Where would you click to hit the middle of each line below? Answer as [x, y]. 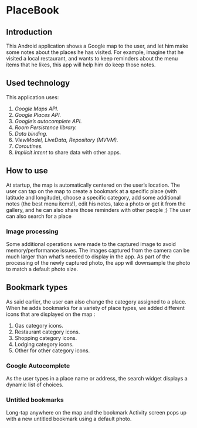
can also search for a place [39, 216]
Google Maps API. [36, 109]
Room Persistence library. [46, 127]
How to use [27, 171]
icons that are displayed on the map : [51, 314]
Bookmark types [37, 287]
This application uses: [33, 97]
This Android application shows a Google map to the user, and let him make [97, 46]
